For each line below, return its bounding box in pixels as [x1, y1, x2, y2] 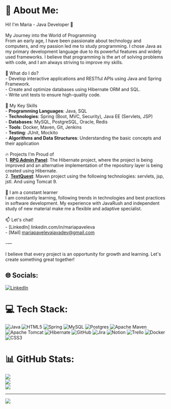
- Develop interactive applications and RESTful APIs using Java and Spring [5, 75, 162, 81]
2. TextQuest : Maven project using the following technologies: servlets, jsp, [5, 173, 164, 179]
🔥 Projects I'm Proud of [5, 151, 54, 157]
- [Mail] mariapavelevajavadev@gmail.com [5, 229, 95, 236]
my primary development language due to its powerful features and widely [5, 48, 162, 54]
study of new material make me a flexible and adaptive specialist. [5, 206, 142, 212]
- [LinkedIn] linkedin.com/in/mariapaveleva [5, 224, 95, 230]
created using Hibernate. [5, 167, 58, 173]
